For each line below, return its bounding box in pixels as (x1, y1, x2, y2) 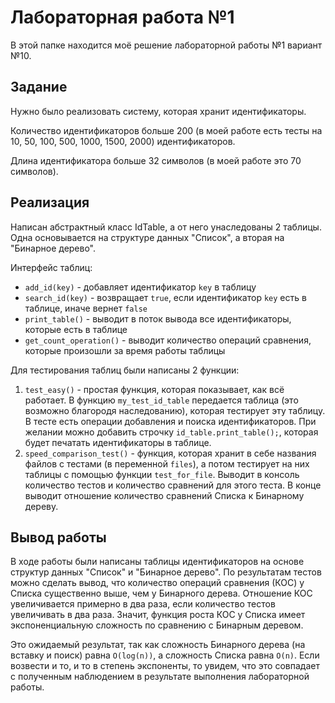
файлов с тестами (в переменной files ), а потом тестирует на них (24, 457, 310, 470)
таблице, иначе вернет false (24, 302, 148, 314)
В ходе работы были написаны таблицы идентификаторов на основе (10, 556, 305, 568)
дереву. (24, 500, 59, 512)
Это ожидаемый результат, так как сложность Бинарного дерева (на (10, 639, 306, 651)
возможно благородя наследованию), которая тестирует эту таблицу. (24, 404, 326, 416)
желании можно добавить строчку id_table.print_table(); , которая (24, 426, 319, 438)
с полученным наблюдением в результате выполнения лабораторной (10, 671, 310, 683)
